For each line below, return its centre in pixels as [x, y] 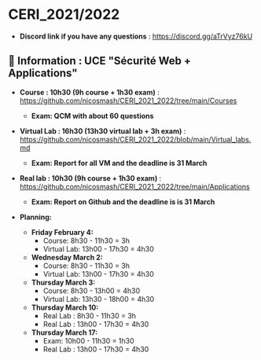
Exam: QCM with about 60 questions [92, 116]
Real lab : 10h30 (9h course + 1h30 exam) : [90, 178]
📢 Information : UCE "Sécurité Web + [99, 61]
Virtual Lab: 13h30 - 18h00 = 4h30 [99, 299]
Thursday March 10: [65, 307]
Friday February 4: [62, 232]
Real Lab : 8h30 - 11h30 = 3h [89, 315]
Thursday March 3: [63, 282]
